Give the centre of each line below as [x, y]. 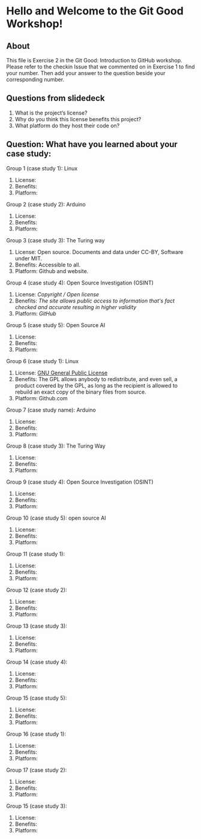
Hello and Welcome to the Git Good [95, 11]
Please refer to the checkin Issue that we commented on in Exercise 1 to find [100, 67]
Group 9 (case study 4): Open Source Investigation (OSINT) [80, 482]
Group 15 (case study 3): [37, 806]
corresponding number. [35, 80]
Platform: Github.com [41, 398]
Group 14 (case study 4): [37, 662]
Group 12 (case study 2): [37, 590]
